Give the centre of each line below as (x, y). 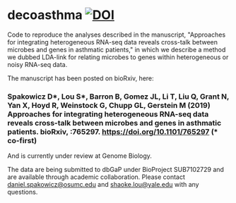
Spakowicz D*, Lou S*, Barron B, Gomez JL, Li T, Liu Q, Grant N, (118, 97)
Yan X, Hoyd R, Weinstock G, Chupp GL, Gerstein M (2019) (109, 105)
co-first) (22, 140)
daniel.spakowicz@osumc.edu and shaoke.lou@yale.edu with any (103, 185)
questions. (23, 192)
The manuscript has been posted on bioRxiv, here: (81, 78)
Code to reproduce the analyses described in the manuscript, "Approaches (117, 35)
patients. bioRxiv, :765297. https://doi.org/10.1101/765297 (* (113, 132)
